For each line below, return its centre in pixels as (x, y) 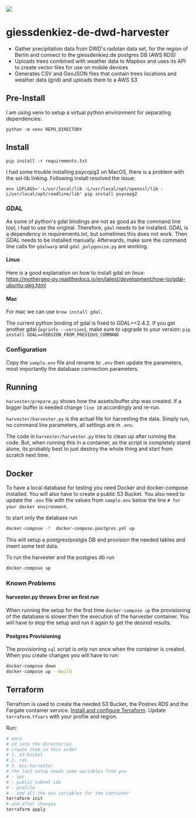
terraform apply (26, 810)
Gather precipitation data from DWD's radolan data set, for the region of (101, 48)
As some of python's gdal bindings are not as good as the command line (93, 221)
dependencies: (24, 119)
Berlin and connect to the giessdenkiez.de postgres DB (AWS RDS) (95, 55)
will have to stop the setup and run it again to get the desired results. (89, 623)
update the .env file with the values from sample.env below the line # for (93, 500)
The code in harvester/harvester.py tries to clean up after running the (91, 437)
